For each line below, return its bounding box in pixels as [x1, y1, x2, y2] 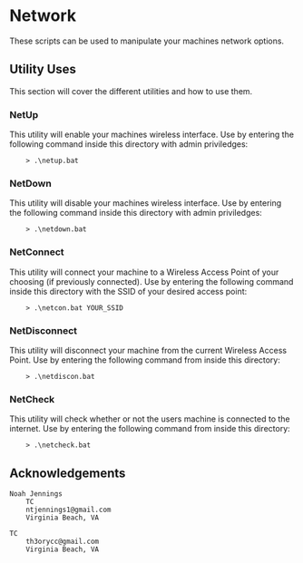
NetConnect [9, 246, 65, 258]
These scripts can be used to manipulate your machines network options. [9, 35, 284, 46]
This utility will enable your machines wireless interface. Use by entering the [9, 129, 295, 141]
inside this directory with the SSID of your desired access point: [9, 286, 248, 296]
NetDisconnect [9, 324, 78, 336]
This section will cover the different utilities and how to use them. [9, 85, 253, 96]
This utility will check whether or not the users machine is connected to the [9, 413, 290, 424]
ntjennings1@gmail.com [25, 505, 112, 515]
